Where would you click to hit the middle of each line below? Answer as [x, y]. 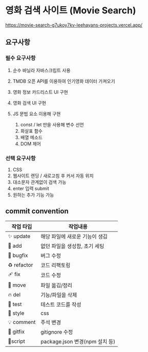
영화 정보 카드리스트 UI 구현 [40, 92]
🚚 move [17, 285]
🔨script [17, 341]
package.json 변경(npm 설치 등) [78, 341]
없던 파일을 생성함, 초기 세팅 [72, 246]
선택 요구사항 [20, 158]
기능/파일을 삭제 [59, 295]
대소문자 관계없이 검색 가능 [39, 182]
